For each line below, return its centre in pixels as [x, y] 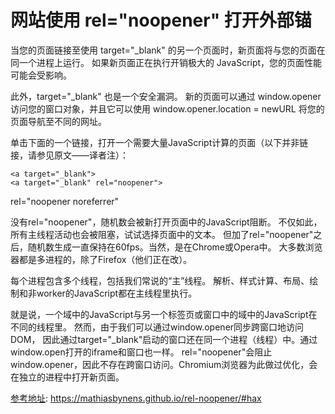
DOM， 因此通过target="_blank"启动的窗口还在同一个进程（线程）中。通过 [164, 339]
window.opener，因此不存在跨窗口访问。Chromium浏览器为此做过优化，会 [164, 364]
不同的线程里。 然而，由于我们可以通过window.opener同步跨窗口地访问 [157, 327]
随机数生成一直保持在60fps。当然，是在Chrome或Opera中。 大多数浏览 [175, 247]
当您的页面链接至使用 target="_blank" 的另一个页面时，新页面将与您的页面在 [168, 50]
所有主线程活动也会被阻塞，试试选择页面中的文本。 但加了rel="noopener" [162, 234]
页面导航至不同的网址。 [58, 121]
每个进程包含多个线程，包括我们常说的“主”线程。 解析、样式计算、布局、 [160, 280]
